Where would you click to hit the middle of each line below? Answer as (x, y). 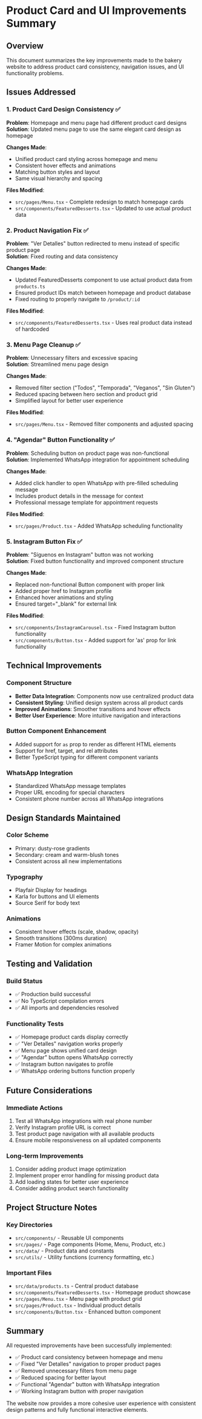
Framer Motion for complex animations (63, 945)
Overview (25, 46)
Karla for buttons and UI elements (57, 896)
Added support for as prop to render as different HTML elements (96, 744)
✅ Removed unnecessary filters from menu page (76, 1371)
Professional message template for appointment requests (86, 502)
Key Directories (30, 1225)
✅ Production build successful (53, 994)
